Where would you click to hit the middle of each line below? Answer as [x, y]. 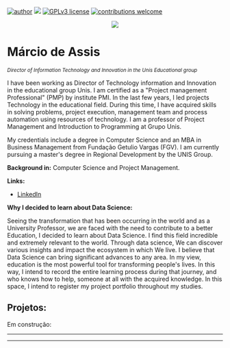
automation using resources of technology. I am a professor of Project [106, 119]
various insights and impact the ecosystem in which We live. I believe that [111, 249]
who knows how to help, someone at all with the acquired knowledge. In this [115, 279]
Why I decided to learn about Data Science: [70, 207]
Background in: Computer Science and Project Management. [93, 167]
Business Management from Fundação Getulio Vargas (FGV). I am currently [113, 147]
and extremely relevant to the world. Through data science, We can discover [115, 243]
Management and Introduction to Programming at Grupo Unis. [94, 126]
